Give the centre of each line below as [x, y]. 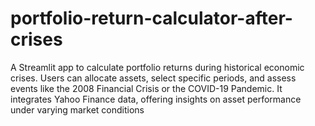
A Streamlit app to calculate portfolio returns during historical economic [157, 67]
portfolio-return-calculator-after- [151, 18]
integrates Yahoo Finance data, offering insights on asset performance [156, 99]
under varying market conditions [77, 109]
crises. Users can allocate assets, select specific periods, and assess [153, 78]
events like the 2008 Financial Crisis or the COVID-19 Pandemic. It [146, 88]
